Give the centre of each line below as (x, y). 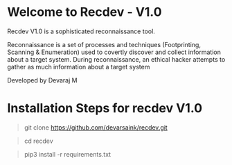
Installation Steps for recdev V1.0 (105, 108)
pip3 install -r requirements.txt (68, 154)
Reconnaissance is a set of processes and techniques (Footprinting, (104, 44)
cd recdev (38, 141)
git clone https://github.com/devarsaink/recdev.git (96, 127)
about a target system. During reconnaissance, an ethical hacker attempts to (116, 59)
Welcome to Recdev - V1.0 (84, 12)
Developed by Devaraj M (42, 80)
